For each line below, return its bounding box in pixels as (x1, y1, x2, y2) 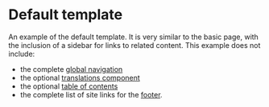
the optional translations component (19, 73, 141, 82)
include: (8, 49, 35, 58)
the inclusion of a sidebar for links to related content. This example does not (8, 40, 261, 50)
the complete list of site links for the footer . (19, 89, 163, 99)
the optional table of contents (19, 81, 118, 91)
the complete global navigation (19, 64, 123, 73)
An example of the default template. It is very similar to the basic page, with (8, 32, 259, 42)
